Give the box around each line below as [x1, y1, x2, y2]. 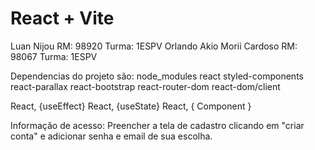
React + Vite [10, 7, 115, 30]
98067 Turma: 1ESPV [10, 50, 98, 62]
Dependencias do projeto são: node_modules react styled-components [10, 70, 304, 82]
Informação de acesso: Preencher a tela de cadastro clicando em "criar [10, 119, 305, 131]
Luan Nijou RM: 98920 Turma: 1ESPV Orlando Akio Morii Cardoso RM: [10, 40, 298, 52]
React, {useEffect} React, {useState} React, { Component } [10, 100, 252, 112]
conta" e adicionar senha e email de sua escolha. [10, 130, 213, 142]
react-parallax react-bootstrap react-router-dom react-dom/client [10, 80, 281, 92]
